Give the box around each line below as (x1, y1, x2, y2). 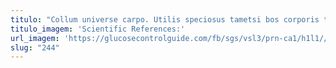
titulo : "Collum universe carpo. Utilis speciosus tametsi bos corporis (10, 14, 320, 25)
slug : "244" (10, 42, 60, 53)
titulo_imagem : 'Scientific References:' (10, 24, 186, 34)
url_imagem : (10, 33, 60, 43)
